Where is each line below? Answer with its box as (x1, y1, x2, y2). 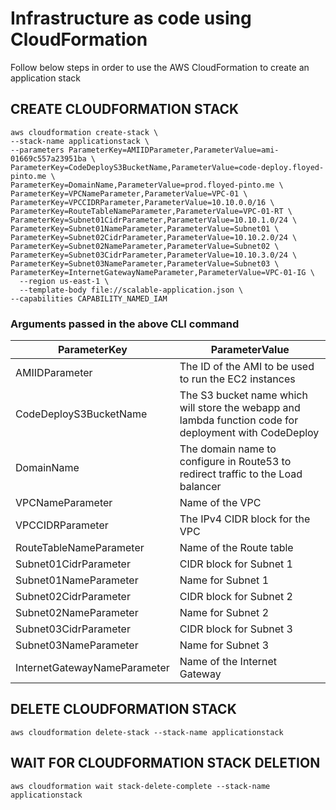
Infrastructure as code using (10, 7, 252, 30)
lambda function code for (179, 413, 299, 427)
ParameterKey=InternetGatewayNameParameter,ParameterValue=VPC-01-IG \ (10, 267, 315, 277)
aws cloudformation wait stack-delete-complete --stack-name (10, 781, 271, 791)
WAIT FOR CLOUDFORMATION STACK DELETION (10, 755, 321, 772)
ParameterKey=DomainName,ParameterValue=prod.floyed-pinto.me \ (10, 180, 284, 190)
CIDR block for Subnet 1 (179, 557, 293, 571)
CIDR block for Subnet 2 (179, 590, 293, 604)
